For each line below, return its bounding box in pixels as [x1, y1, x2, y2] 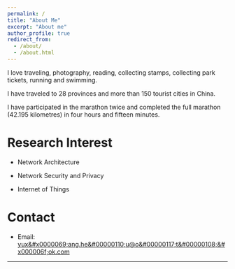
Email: [17, 232, 36, 241]
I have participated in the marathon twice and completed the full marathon [7, 103, 221, 111]
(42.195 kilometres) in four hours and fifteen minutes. [7, 110, 160, 119]
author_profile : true [7, 29, 71, 37]
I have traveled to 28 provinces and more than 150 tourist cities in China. [7, 89, 215, 98]
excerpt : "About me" [7, 23, 68, 30]
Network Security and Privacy [17, 171, 104, 180]
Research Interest [7, 135, 113, 151]
